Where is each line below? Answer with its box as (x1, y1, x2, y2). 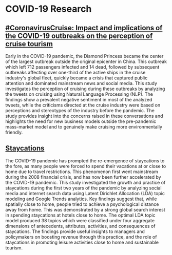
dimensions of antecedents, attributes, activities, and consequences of (5, 223, 156, 229)
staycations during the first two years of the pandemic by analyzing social (5, 185, 162, 191)
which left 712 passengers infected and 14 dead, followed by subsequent (5, 64, 160, 70)
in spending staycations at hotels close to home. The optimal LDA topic (5, 212, 156, 218)
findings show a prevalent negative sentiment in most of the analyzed (5, 97, 152, 102)
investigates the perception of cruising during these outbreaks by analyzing (5, 86, 165, 92)
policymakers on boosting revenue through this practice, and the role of (5, 233, 157, 240)
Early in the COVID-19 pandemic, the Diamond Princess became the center (5, 53, 164, 59)
